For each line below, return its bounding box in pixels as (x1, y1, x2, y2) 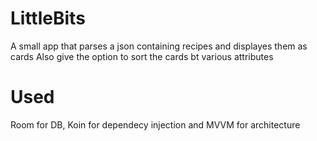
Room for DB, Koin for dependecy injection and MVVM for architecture (10, 118, 301, 131)
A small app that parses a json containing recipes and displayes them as (10, 40, 308, 52)
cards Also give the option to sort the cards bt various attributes (10, 50, 274, 62)
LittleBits (10, 7, 86, 30)
